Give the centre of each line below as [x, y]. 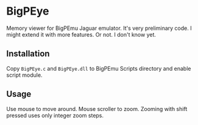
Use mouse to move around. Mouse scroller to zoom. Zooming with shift [97, 109]
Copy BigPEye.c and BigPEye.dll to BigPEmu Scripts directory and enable [99, 68]
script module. [24, 75]
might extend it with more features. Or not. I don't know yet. [81, 34]
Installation [28, 54]
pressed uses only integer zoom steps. [55, 115]
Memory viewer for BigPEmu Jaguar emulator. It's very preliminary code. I [99, 28]
